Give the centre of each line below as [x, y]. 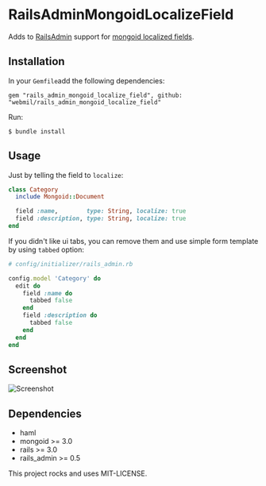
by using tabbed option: [46, 249]
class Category [33, 189]
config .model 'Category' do [55, 278]
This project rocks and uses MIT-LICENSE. [78, 473]
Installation [37, 62]
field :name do [48, 293]
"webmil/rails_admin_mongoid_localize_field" [85, 102]
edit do [28, 286]
